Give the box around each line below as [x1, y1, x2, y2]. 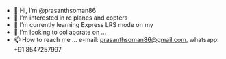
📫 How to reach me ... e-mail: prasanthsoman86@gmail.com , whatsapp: [13, 36, 219, 43]
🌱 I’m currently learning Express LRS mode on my [13, 21, 154, 28]
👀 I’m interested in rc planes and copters [13, 14, 128, 22]
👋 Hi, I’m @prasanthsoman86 [13, 7, 97, 14]
